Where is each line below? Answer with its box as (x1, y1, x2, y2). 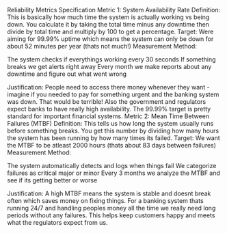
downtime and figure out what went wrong (7, 70, 127, 78)
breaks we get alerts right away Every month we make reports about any (7, 63, 212, 70)
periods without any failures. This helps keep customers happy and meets (7, 211, 215, 219)
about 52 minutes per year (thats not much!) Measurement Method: (7, 42, 197, 50)
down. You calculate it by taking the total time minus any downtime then (7, 20, 210, 28)
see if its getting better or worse (7, 176, 98, 184)
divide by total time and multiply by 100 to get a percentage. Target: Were (7, 27, 214, 36)
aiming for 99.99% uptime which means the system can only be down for (7, 35, 214, 43)
